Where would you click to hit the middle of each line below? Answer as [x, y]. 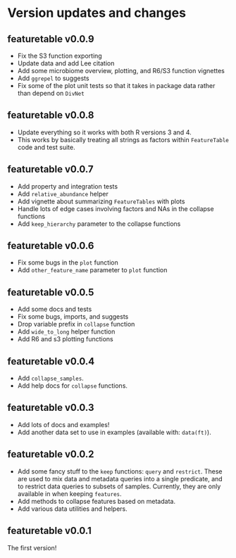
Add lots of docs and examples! [63, 424]
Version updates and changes [97, 13]
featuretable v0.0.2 [51, 454]
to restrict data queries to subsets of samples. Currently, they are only [119, 486]
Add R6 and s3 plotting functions [66, 339]
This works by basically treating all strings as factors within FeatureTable [123, 139]
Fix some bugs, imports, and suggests [73, 317]
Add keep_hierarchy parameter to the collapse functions [99, 224]
